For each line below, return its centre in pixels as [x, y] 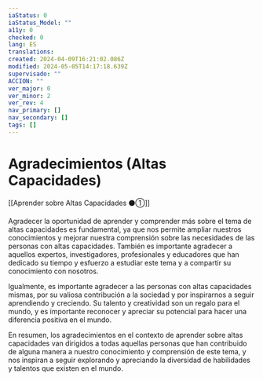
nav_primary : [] [35, 111]
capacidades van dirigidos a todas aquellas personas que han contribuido [128, 343]
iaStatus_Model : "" [40, 23]
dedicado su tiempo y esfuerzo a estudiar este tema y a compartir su [120, 262]
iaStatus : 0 [27, 15]
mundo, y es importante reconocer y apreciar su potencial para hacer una [128, 311]
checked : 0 [26, 37]
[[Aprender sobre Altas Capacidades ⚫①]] [79, 203]
